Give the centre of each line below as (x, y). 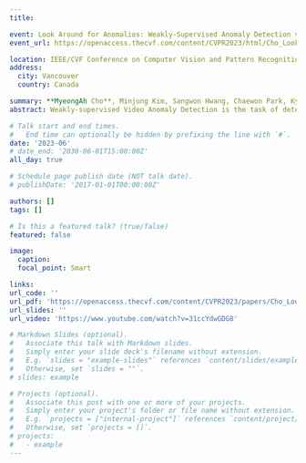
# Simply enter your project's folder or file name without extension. (153, 411)
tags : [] (26, 210)
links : (22, 284)
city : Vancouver (48, 77)
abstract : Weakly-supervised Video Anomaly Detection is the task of (144, 109)
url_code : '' (34, 293)
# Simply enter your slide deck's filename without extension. (136, 352)
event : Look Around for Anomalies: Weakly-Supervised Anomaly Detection (150, 34)
